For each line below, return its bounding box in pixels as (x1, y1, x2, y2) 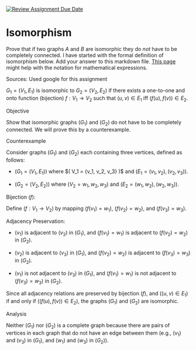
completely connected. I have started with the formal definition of (6, 52, 164, 59)
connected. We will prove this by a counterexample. (6, 126, 131, 133)
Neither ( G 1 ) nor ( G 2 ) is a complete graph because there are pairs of (6, 321, 170, 330)
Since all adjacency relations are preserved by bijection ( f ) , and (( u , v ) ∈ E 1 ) (6, 290, 188, 298)
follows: (6, 157, 25, 164)
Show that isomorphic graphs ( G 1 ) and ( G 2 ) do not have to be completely (6, 118, 182, 127)
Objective (6, 107, 29, 114)
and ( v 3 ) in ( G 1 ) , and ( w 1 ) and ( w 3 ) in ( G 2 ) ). (6, 337, 109, 345)
